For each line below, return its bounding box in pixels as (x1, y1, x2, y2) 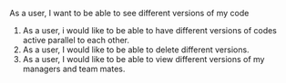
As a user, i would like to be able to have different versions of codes (22, 25, 278, 35)
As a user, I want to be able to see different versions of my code (9, 8, 250, 18)
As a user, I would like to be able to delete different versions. (22, 44, 250, 55)
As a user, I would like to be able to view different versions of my (22, 54, 265, 64)
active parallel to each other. (22, 35, 130, 45)
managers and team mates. (22, 63, 126, 74)
